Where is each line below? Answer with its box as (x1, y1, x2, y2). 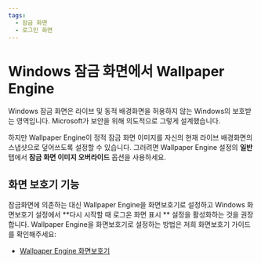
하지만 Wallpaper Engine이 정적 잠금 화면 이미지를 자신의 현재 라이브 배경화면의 (8, 133, 253, 142)
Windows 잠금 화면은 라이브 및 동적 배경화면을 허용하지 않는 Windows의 (8, 107, 231, 116)
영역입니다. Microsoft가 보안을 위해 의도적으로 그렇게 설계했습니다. (16, 116, 221, 126)
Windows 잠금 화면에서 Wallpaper (8, 62, 225, 80)
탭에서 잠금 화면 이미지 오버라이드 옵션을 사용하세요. (8, 152, 167, 162)
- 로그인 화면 (15, 26, 53, 34)
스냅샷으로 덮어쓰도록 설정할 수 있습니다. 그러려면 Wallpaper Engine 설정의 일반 (8, 143, 253, 152)
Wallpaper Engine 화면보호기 (19, 247, 111, 256)
